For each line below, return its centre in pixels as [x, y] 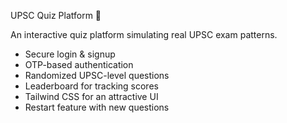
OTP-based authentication [79, 64]
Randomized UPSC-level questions [97, 75]
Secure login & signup [70, 54]
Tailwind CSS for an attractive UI [91, 96]
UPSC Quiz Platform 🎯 [56, 15]
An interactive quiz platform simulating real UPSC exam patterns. [144, 34]
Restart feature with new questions [97, 107]
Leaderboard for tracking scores [91, 86]
